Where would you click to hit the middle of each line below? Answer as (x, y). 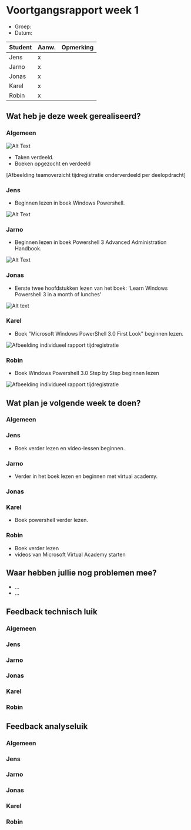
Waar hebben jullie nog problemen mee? (81, 573)
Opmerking (78, 47)
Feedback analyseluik (47, 726)
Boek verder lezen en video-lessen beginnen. (70, 448)
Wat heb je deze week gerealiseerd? (73, 116)
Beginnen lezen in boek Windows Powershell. (70, 203)
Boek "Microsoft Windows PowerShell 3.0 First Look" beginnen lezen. (99, 333)
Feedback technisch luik (52, 612)
